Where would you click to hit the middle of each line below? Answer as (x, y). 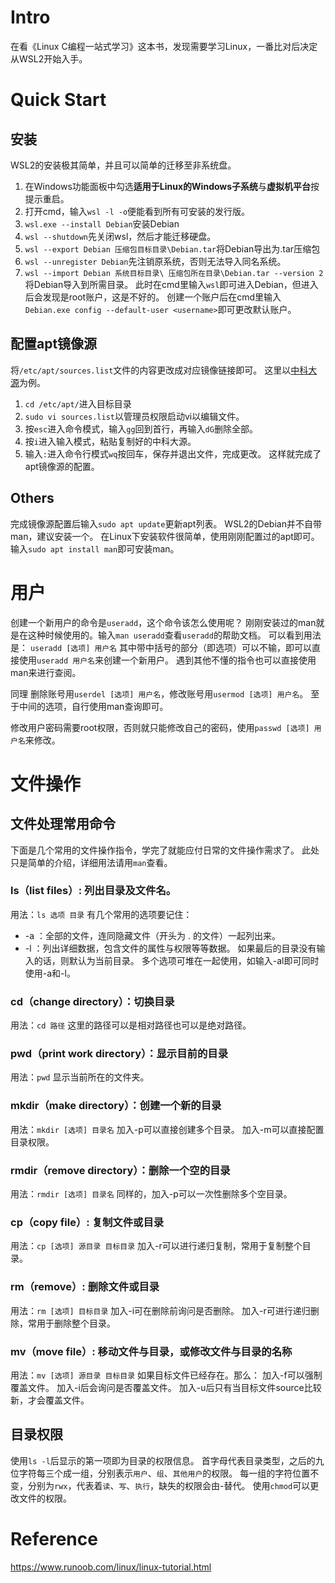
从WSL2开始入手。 (49, 58)
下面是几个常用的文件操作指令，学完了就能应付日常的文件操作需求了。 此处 (165, 850)
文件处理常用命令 (63, 824)
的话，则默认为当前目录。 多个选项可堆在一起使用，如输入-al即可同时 (176, 960)
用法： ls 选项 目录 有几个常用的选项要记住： (101, 914)
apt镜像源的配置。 (62, 466)
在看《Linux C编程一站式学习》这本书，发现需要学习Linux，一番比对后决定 (164, 46)
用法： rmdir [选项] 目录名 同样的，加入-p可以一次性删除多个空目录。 (151, 1193)
